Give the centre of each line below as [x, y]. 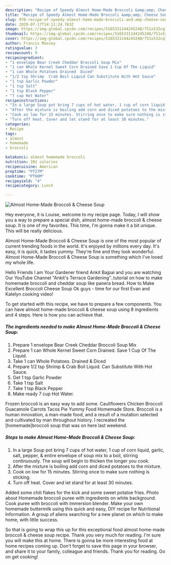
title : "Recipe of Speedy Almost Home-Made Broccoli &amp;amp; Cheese [82, 15]
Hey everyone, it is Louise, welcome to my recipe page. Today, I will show [82, 215]
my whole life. [20, 263]
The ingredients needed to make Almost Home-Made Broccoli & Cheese [83, 326]
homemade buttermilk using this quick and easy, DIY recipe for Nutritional [83, 509]
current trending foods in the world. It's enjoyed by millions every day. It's [82, 246]
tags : [11, 133]
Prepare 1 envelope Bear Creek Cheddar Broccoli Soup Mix [74, 345]
